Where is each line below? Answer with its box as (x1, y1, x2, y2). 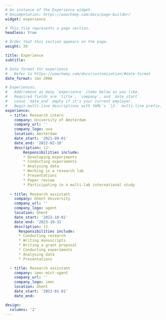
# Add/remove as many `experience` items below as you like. (5, 89, 140, 95)
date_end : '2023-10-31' (14, 219, 64, 225)
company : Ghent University (14, 196, 70, 201)
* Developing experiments (23, 154, 77, 160)
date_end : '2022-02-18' (14, 140, 64, 145)
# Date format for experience (5, 66, 68, 71)
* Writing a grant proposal (18, 243, 77, 248)
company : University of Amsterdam (14, 117, 86, 122)
